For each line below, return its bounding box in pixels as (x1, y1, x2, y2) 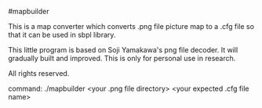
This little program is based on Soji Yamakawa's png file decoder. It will (8, 45, 238, 54)
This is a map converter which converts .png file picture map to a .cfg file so (8, 22, 255, 31)
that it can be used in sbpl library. (8, 31, 116, 39)
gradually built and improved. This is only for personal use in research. (8, 54, 236, 63)
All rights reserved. (8, 69, 70, 77)
